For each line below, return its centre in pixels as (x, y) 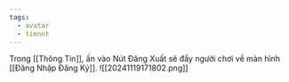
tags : (19, 17)
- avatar (33, 26)
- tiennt (33, 34)
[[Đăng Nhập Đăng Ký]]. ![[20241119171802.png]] (99, 68)
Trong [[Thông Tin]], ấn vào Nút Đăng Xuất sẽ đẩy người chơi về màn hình (145, 59)
